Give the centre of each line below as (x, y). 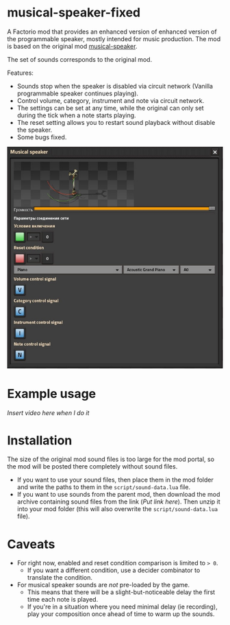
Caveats (31, 544)
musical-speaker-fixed (74, 13)
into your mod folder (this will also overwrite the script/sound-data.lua (117, 509)
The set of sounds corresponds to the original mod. (80, 59)
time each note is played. (63, 600)
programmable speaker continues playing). (78, 93)
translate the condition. (60, 578)
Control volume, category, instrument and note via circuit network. (111, 100)
